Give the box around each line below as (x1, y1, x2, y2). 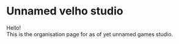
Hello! (6, 24, 21, 31)
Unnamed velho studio (6, 4, 123, 18)
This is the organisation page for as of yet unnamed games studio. (6, 30, 174, 37)
